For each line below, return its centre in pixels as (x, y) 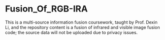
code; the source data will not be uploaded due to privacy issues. (71, 32)
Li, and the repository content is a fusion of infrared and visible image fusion (82, 27)
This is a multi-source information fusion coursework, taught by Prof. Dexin (81, 22)
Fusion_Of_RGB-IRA (46, 9)
